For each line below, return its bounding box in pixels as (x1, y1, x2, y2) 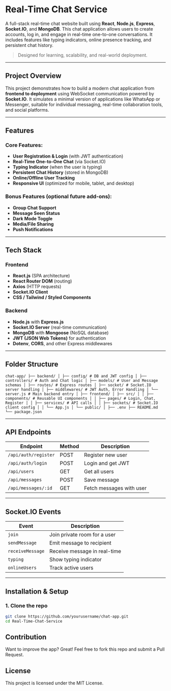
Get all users (83, 468, 115, 475)
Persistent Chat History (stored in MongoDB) (12, 169, 108, 175)
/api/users (8, 469, 34, 475)
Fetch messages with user (83, 484, 147, 492)
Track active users (49, 565, 94, 572)
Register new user (83, 451, 127, 458)
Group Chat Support (12, 204, 56, 211)
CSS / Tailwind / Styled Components (12, 294, 91, 300)
